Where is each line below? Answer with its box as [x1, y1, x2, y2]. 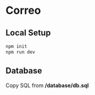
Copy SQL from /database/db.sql [5, 82, 89, 89]
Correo [5, 4, 41, 17]
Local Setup [5, 28, 51, 38]
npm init [5, 43, 27, 49]
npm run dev [5, 49, 35, 55]
